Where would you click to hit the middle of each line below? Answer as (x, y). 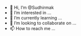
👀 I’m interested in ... (30, 13)
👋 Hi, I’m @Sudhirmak (32, 8)
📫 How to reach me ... (32, 28)
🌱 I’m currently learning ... (36, 18)
